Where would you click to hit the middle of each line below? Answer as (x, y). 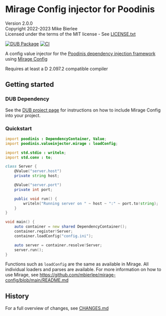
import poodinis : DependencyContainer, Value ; (56, 139)
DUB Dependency (27, 99)
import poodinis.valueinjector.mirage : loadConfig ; (62, 143)
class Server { (21, 167)
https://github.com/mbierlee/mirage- (77, 275)
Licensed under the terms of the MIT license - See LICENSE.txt (70, 34)
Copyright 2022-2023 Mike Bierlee (41, 28)
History (17, 296)
